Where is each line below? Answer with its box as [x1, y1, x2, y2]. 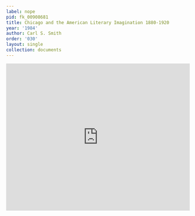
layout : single [6, 42, 43, 48]
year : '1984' [6, 25, 38, 31]
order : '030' [6, 36, 38, 42]
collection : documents [6, 47, 62, 53]
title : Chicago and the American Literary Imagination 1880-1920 [6, 19, 169, 25]
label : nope [6, 8, 35, 15]
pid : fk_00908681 [6, 14, 49, 20]
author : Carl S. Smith [6, 31, 62, 36]
